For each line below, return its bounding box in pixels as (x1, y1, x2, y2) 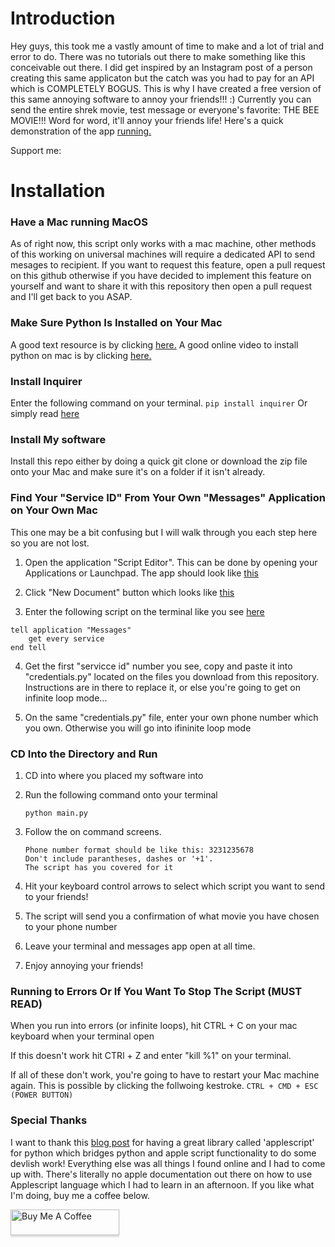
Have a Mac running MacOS (10, 215, 148, 229)
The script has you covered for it (24, 862, 174, 872)
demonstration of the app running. (10, 125, 152, 137)
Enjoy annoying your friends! (24, 959, 144, 971)
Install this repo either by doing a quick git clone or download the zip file (10, 455, 308, 467)
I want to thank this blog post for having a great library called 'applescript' (10, 1136, 315, 1148)
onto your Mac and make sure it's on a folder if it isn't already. (10, 466, 266, 478)
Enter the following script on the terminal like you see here (24, 605, 265, 617)
